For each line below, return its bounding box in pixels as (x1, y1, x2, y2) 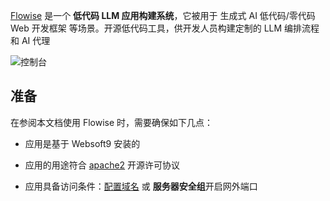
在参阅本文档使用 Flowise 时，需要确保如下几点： (10, 116, 214, 128)
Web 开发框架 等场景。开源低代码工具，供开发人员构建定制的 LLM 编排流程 (10, 22, 320, 34)
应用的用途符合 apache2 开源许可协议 (24, 159, 181, 171)
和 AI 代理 (10, 35, 51, 46)
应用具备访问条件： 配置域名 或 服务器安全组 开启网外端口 (24, 180, 258, 192)
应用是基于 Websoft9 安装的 (24, 137, 141, 149)
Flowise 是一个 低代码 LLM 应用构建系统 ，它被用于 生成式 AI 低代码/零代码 (10, 10, 316, 21)
